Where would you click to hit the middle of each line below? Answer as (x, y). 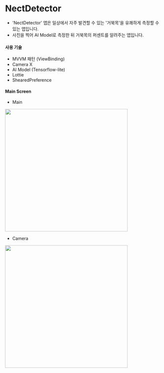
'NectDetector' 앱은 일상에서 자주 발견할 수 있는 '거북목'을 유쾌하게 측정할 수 (86, 23)
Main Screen (18, 91)
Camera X (22, 65)
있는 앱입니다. (25, 29)
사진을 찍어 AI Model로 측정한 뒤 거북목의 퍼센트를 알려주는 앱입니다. (78, 35)
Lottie (18, 75)
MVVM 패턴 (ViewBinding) (38, 59)
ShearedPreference (32, 80)
